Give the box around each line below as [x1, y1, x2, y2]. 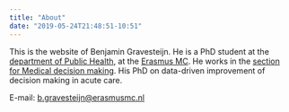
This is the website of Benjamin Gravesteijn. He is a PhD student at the [9, 46, 269, 56]
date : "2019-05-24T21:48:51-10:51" [9, 22, 143, 30]
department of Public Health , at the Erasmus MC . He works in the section [9, 56, 280, 66]
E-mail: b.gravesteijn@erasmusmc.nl [9, 91, 145, 103]
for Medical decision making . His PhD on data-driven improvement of [9, 65, 266, 76]
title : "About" [9, 13, 66, 22]
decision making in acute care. [9, 74, 123, 85]
